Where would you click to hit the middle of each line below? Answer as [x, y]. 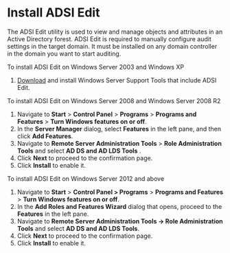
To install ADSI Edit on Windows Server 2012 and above [86, 178]
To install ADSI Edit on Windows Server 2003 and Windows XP [95, 67]
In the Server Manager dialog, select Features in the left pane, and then [119, 129]
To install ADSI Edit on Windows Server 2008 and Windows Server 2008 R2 [114, 100]
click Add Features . [45, 136]
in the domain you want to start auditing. [64, 54]
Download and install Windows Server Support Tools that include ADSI [117, 80]
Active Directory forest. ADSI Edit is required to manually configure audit [109, 38]
